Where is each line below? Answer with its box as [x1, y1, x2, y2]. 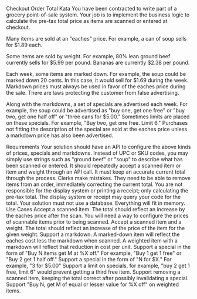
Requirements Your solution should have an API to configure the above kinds [6, 144, 191, 150]
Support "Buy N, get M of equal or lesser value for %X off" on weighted [6, 281, 179, 288]
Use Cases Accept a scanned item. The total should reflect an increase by [6, 206, 185, 212]
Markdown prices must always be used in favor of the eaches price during [6, 83, 186, 90]
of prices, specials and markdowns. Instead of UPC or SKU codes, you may [6, 149, 189, 157]
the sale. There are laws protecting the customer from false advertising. [6, 89, 179, 96]
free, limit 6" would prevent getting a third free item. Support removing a [6, 268, 181, 275]
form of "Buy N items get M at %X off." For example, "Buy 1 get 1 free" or [6, 250, 182, 257]
